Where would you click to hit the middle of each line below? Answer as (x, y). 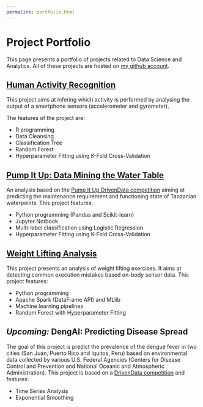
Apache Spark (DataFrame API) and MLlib (68, 300)
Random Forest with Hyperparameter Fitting (71, 312)
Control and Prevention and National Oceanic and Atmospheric (86, 366)
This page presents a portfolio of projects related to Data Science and (94, 59)
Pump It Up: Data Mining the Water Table (85, 175)
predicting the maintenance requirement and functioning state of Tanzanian (102, 196)
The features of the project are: (46, 118)
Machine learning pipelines (49, 306)
